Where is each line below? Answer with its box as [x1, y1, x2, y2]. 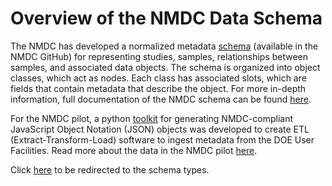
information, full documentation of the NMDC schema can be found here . [10, 93, 312, 105]
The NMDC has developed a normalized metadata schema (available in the [10, 40, 319, 52]
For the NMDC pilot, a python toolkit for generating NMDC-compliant [10, 112, 294, 124]
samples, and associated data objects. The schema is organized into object [10, 61, 321, 73]
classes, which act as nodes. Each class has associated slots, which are [10, 72, 307, 84]
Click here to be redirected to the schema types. [10, 163, 210, 176]
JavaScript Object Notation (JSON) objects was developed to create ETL [10, 123, 310, 135]
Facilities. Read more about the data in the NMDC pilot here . [10, 144, 258, 156]
